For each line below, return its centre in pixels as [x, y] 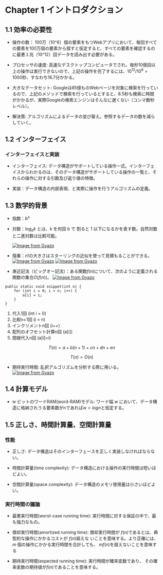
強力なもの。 [29, 522]
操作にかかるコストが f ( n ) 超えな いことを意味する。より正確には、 [92, 538]
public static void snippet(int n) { [43, 286]
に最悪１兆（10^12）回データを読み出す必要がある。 [64, 54]
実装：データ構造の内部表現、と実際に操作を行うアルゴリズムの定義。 [82, 189]
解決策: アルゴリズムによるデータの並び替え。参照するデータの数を [79, 116]
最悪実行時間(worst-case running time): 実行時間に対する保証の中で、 [82, 516]
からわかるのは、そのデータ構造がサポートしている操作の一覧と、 [87, 172]
